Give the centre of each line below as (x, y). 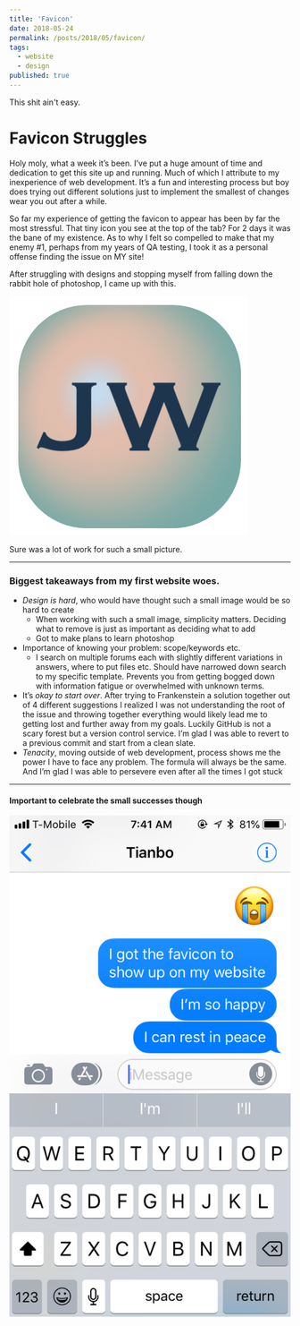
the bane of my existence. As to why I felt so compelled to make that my (142, 237)
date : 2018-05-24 (42, 28)
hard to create (48, 610)
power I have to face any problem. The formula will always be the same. (154, 762)
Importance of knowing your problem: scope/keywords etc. (131, 648)
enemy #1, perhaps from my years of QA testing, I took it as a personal (139, 247)
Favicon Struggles (78, 138)
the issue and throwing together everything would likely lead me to (145, 714)
